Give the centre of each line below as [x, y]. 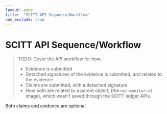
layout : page [19, 10]
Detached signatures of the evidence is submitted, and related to [94, 74]
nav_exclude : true [25, 19]
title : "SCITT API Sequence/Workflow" [48, 15]
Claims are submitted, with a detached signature [76, 85]
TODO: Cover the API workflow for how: [60, 59]
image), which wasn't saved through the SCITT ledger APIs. [88, 96]
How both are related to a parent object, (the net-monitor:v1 [89, 90]
